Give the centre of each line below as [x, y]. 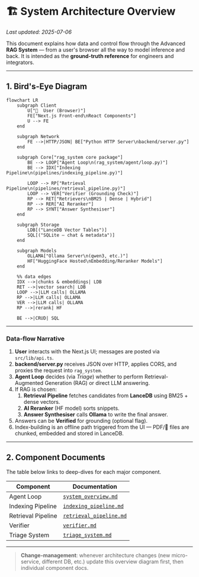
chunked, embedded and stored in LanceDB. [69, 433]
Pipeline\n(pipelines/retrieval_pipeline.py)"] [66, 188]
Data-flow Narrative [36, 339]
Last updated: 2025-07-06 [39, 32]
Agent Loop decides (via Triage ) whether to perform [79, 377]
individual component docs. [54, 568]
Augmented [29, 383]
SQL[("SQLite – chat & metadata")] [71, 235]
